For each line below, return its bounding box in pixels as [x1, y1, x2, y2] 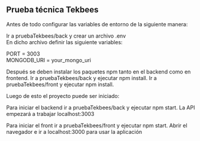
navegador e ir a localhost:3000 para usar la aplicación [6, 128, 143, 135]
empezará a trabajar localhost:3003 [6, 110, 95, 117]
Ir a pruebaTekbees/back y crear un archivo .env [6, 32, 126, 39]
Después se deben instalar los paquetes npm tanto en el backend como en [6, 68, 191, 75]
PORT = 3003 [6, 50, 40, 57]
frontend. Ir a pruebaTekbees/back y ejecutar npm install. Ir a [6, 74, 157, 81]
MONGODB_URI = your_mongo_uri [6, 56, 92, 63]
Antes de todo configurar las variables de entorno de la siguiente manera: [6, 20, 188, 27]
